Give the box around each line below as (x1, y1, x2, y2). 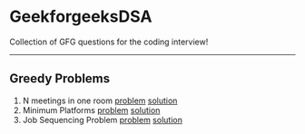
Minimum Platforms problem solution (22, 104, 161, 115)
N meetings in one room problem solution (22, 95, 178, 106)
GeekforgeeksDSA (9, 6, 152, 27)
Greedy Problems (9, 71, 111, 87)
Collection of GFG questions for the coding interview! (9, 36, 209, 47)
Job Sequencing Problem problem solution (22, 114, 183, 125)
